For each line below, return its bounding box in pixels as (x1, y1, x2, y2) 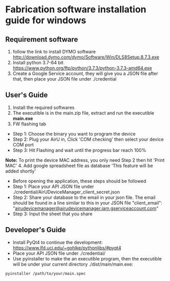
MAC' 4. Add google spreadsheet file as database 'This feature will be (5, 162, 153, 168)
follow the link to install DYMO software (12, 49, 96, 54)
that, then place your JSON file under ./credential (12, 76, 117, 82)
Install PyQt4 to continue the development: (12, 239, 103, 245)
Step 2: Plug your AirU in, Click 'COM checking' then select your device (12, 136, 164, 142)
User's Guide (5, 91, 48, 100)
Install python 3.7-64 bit (12, 60, 64, 65)
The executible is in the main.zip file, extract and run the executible (12, 109, 155, 116)
